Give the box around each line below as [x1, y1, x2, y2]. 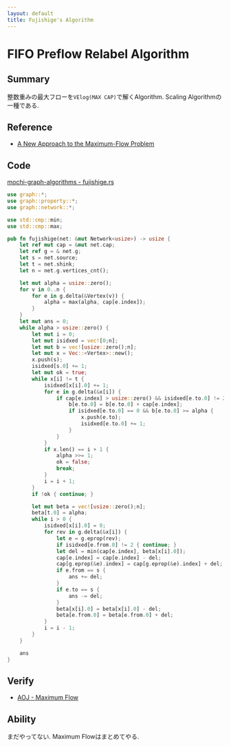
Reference [7, 121, 53, 133]
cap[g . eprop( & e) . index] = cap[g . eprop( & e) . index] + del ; [56, 561, 223, 567]
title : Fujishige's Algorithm [7, 17, 94, 23]
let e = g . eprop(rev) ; [56, 534, 122, 542]
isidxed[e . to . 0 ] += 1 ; [80, 420, 146, 427]
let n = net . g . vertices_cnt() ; [19, 267, 109, 274]
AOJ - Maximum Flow [16, 693, 79, 702]
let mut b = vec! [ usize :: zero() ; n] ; [32, 343, 137, 351]
